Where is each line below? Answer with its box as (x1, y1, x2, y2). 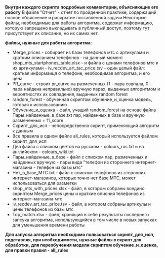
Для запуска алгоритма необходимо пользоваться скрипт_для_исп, (5, 231, 155, 237)
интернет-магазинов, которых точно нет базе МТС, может (12, 175, 136, 181)
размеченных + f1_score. (12, 118, 65, 123)
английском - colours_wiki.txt (12, 149, 74, 155)
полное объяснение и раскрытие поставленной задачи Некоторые (5, 15, 147, 20)
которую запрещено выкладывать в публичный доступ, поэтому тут (5, 25, 150, 31)
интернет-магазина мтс (12, 196, 63, 201)
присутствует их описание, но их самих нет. (5, 31, 99, 36)
